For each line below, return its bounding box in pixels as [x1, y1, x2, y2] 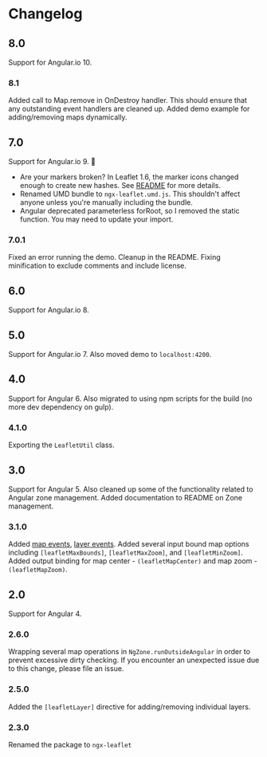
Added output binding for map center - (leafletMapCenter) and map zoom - [8, 556, 257, 566]
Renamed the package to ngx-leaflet [8, 739, 132, 749]
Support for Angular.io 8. [8, 305, 89, 315]
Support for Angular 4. [8, 609, 82, 618]
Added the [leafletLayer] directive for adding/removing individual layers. [8, 702, 251, 712]
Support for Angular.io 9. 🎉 [8, 157, 96, 167]
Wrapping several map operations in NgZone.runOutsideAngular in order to [8, 647, 251, 657]
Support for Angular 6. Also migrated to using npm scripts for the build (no [8, 394, 253, 403]
